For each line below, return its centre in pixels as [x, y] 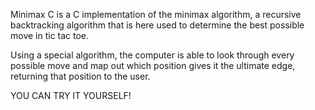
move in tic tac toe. [50, 35]
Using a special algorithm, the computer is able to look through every [152, 55]
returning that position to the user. [80, 76]
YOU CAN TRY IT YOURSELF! [71, 95]
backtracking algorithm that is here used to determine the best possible [157, 25]
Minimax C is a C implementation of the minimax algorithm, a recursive [156, 14]
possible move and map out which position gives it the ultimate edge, [153, 65]
